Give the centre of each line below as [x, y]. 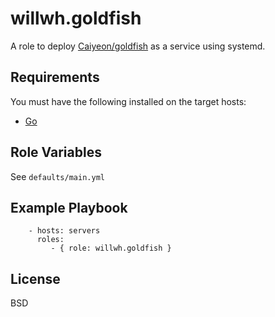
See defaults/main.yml [57, 176]
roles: [50, 240]
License [35, 278]
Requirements [55, 77]
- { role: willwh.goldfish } [111, 248]
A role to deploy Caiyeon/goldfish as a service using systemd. [138, 46]
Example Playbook [69, 207]
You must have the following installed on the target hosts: [128, 101]
